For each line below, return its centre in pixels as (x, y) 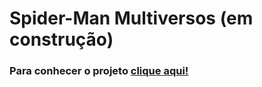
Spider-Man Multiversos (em (131, 18)
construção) (61, 39)
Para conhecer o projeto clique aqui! (99, 71)
